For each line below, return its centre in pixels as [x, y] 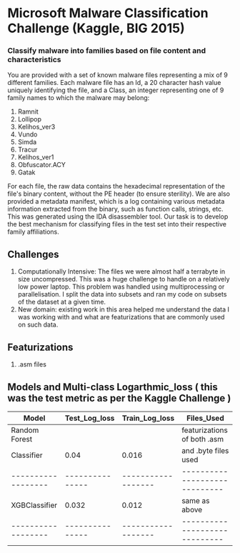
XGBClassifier [34, 505]
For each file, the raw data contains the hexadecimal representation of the [116, 186]
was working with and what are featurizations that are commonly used [121, 317]
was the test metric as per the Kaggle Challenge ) [119, 398]
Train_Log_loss [148, 418]
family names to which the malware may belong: [79, 98]
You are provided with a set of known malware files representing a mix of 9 [118, 75]
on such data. [38, 325]
